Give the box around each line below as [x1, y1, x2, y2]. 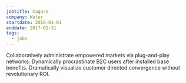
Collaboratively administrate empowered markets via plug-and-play [6, 52, 170, 58]
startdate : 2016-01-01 [6, 19, 62, 25]
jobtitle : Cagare [6, 8, 49, 15]
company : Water [6, 14, 44, 20]
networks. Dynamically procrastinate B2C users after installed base [6, 58, 170, 65]
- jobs [11, 36, 28, 41]
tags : [6, 30, 19, 36]
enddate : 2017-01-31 [6, 25, 57, 31]
